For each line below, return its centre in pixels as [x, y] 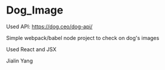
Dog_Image [35, 10]
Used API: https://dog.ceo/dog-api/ [50, 26]
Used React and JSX [31, 49]
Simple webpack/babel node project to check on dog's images [83, 38]
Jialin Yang [20, 61]
